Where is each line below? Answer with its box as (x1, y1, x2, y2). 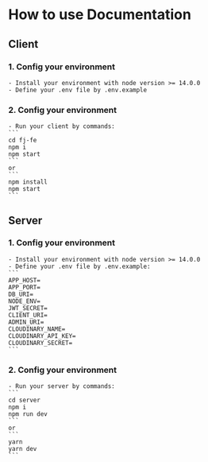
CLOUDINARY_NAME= (8, 324, 66, 333)
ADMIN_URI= (8, 318, 44, 326)
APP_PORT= (8, 283, 41, 291)
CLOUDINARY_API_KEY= (8, 332, 77, 340)
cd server (8, 396, 41, 405)
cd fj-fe (8, 137, 37, 145)
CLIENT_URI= (8, 311, 48, 319)
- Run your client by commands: (8, 122, 115, 130)
